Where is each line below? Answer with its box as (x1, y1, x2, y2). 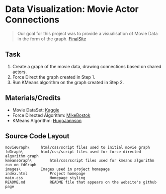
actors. (12, 69, 27, 75)
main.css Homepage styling (5, 176, 85, 181)
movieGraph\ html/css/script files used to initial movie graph (5, 145, 150, 150)
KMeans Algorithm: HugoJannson (12, 117, 82, 123)
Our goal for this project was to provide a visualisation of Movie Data (17, 30, 158, 36)
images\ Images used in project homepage (5, 167, 110, 172)
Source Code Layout (5, 132, 70, 140)
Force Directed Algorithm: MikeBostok (12, 112, 90, 118)
